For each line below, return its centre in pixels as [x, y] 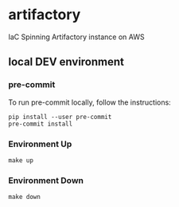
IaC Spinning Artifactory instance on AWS [76, 37]
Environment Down [46, 180]
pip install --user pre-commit [60, 117]
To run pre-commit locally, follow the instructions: [89, 102]
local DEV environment [66, 62]
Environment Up [40, 144]
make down [25, 197]
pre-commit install [41, 124]
